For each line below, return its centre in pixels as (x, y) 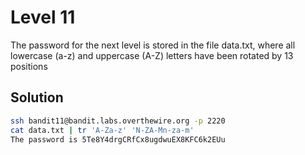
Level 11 (43, 17)
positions (29, 66)
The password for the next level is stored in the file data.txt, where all (153, 45)
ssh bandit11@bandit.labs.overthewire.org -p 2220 (118, 121)
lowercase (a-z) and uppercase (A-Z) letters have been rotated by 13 (152, 55)
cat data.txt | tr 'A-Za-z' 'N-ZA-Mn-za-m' (102, 130)
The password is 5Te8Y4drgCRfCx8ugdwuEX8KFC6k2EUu (118, 139)
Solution (37, 97)
